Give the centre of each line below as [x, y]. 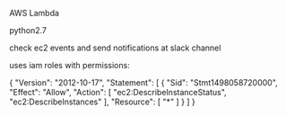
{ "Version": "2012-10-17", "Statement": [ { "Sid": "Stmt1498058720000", [143, 83]
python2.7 [28, 30]
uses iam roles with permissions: [69, 65]
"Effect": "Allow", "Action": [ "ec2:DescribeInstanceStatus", [118, 92]
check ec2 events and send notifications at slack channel [115, 48]
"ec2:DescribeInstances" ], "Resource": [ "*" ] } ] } [102, 102]
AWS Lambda [35, 13]
